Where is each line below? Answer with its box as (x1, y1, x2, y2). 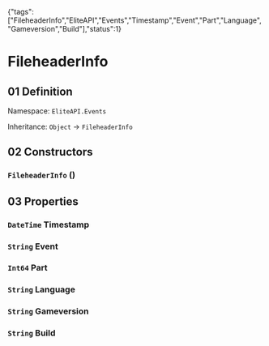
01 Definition (7, 84, 74, 98)
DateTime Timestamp (7, 219, 90, 230)
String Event (7, 241, 58, 252)
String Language (7, 284, 76, 295)
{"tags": (7, 7, 34, 16)
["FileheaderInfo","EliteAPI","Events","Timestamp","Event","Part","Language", (7, 15, 263, 25)
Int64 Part (7, 263, 48, 274)
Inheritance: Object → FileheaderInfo (7, 122, 133, 131)
